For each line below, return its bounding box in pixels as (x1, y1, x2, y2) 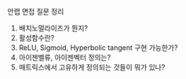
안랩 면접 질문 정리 (7, 7, 64, 16)
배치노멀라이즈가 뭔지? (18, 23, 88, 33)
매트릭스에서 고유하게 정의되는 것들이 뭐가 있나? (18, 63, 166, 72)
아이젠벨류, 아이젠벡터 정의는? (18, 53, 111, 62)
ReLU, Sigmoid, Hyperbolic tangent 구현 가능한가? (18, 43, 178, 52)
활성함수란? (18, 34, 55, 42)
